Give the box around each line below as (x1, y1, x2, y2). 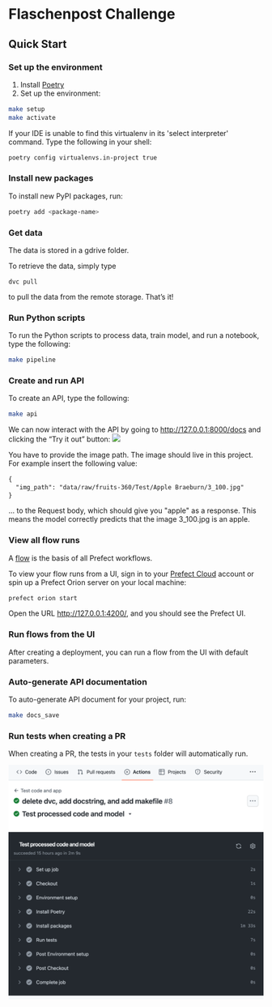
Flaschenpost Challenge (8, 5, 176, 23)
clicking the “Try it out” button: (8, 434, 111, 444)
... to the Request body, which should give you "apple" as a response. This (8, 506, 257, 515)
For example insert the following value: (8, 459, 138, 468)
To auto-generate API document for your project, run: (8, 694, 187, 705)
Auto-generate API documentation (8, 676, 147, 687)
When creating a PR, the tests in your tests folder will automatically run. (8, 749, 249, 758)
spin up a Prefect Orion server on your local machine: (8, 577, 187, 587)
